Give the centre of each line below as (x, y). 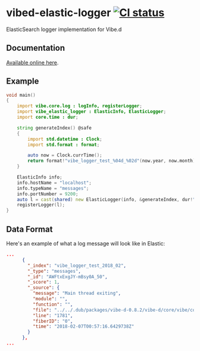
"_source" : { (44, 288)
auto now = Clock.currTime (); (65, 155)
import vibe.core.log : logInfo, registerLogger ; (80, 106)
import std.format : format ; (64, 144)
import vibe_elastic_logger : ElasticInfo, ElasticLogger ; (92, 112)
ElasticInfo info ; (40, 177)
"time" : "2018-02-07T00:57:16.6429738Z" (83, 327)
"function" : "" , (53, 304)
